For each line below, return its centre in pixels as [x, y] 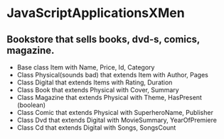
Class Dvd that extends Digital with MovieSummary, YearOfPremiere [117, 120]
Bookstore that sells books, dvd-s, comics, [103, 39]
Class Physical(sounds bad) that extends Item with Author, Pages [113, 75]
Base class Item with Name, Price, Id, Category [86, 67]
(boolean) [31, 105]
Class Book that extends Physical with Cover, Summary [98, 90]
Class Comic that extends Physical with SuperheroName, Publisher [115, 112]
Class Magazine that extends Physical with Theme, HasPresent [109, 98]
